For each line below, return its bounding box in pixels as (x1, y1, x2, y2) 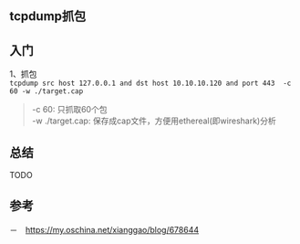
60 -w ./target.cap (9, 87, 84, 96)
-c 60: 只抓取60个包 (31, 104, 108, 115)
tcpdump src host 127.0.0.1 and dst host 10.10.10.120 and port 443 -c (9, 79, 292, 89)
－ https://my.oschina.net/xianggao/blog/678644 (9, 224, 200, 235)
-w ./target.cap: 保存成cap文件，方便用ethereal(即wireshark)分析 (31, 115, 276, 126)
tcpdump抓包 (9, 8, 87, 25)
